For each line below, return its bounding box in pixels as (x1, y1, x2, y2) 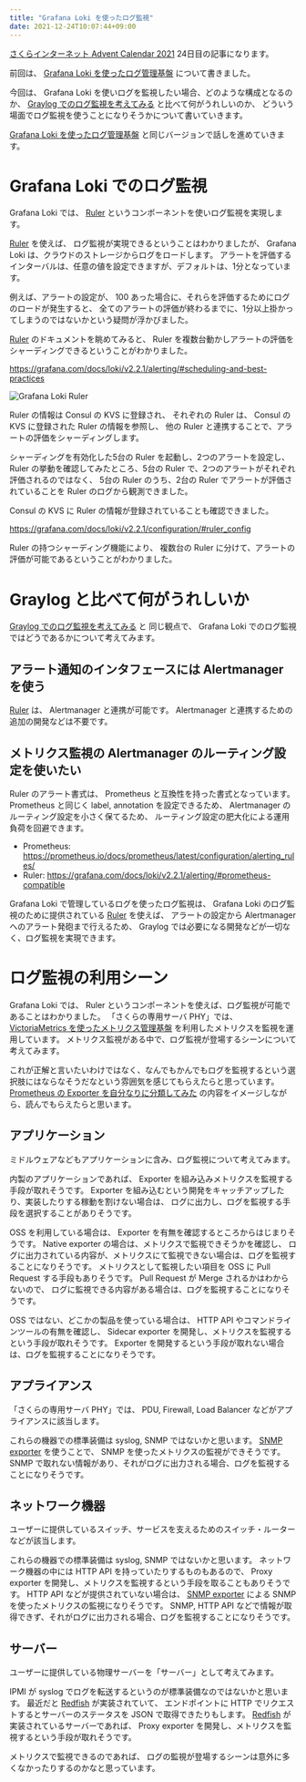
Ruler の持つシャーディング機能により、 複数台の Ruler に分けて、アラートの (9, 542, 296, 553)
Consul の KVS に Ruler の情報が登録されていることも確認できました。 (9, 505, 274, 516)
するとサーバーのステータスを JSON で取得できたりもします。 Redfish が (16, 1709, 291, 1720)
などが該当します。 (9, 1535, 81, 1546)
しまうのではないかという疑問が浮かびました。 (16, 314, 193, 325)
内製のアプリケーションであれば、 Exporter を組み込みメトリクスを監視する (9, 1173, 293, 1184)
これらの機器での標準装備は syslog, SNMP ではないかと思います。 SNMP (9, 1435, 283, 1446)
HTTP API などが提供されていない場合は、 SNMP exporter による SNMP (26, 1589, 297, 1600)
